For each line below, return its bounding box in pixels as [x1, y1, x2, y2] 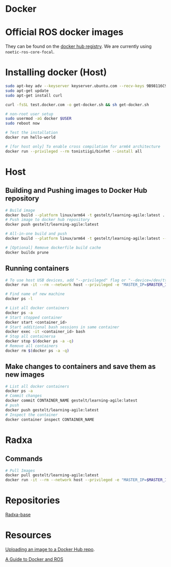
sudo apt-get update [5, 88, 49, 93]
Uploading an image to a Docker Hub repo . [5, 547, 95, 553]
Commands [5, 455, 43, 463]
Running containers [5, 264, 69, 273]
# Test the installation [5, 130, 58, 135]
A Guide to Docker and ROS [5, 556, 64, 562]
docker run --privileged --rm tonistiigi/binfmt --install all [5, 149, 142, 154]
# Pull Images [5, 468, 36, 473]
